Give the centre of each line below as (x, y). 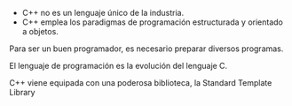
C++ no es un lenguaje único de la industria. (103, 13)
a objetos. (40, 31)
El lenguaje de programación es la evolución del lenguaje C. (118, 66)
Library (22, 92)
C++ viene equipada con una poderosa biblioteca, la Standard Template (141, 83)
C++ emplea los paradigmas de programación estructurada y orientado (153, 22)
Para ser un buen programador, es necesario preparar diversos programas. (146, 49)
